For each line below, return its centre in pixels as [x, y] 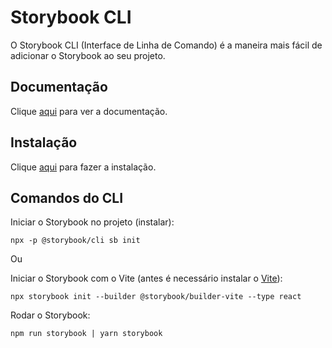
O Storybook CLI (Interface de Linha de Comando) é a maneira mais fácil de [166, 45]
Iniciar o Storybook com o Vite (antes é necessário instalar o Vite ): [146, 278]
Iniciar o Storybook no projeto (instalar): [92, 222]
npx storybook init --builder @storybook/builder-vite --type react [156, 297]
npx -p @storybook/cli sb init [75, 241]
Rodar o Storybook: [50, 315]
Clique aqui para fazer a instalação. [83, 167]
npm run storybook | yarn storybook [86, 334]
